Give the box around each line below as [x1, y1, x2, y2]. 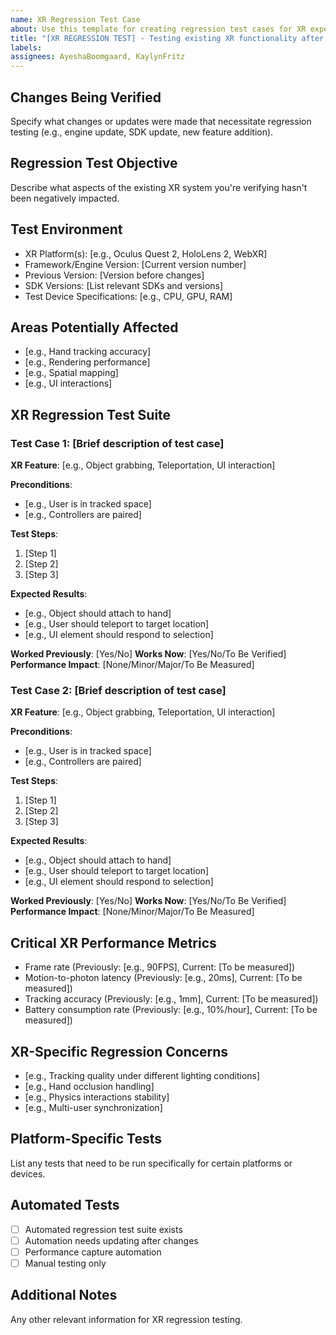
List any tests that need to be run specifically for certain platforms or [10, 1157, 293, 1169]
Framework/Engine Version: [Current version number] [24, 258, 247, 270]
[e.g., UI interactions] [24, 377, 113, 390]
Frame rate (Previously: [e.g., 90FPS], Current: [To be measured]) [24, 961, 296, 973]
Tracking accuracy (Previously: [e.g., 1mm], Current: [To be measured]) [24, 993, 319, 1005]
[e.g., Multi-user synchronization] [24, 1101, 163, 1113]
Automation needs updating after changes [24, 1234, 199, 1246]
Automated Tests [10, 1197, 120, 1214]
